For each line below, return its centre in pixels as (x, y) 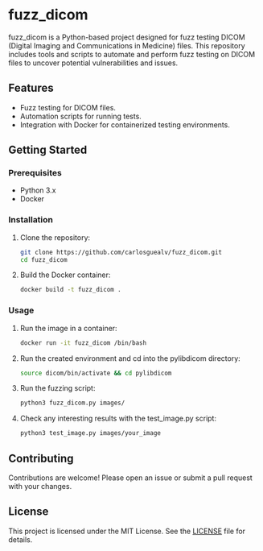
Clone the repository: (55, 237)
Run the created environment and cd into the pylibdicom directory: (130, 358)
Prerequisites (35, 173)
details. (21, 539)
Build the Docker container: (65, 275)
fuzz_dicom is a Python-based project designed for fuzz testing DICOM (127, 37)
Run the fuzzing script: (58, 388)
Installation (31, 220)
